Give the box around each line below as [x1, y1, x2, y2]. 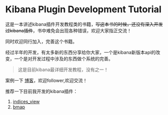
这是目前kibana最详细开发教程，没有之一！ [17, 66, 109, 73]
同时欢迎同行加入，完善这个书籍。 [5, 38, 77, 44]
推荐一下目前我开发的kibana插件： [5, 88, 78, 94]
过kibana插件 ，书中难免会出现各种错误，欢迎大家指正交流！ [5, 27, 132, 34]
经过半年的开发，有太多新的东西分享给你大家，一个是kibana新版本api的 [5, 49, 156, 55]
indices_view [12, 98, 40, 104]
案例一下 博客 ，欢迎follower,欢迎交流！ [5, 77, 88, 83]
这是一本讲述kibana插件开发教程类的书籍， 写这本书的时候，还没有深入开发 [5, 21, 163, 27]
